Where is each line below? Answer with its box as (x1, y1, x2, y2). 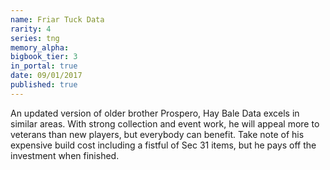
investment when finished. (10, 149, 120, 161)
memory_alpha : (10, 42, 70, 53)
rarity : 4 (10, 24, 52, 34)
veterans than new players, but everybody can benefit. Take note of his (10, 128, 305, 140)
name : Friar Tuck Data (10, 14, 105, 25)
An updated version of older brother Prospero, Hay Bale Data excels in (10, 107, 300, 119)
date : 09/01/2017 (10, 71, 83, 81)
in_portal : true (10, 61, 78, 71)
